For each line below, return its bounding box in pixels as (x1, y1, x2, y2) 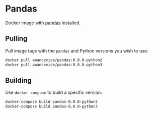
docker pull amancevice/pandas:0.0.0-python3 (5, 62, 102, 67)
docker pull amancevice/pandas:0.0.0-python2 (5, 58, 102, 63)
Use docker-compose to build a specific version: (5, 89, 102, 96)
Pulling (5, 34, 28, 43)
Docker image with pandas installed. (5, 20, 81, 26)
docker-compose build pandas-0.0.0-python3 (5, 104, 98, 109)
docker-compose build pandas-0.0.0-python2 (5, 99, 98, 104)
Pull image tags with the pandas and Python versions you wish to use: (5, 47, 148, 53)
